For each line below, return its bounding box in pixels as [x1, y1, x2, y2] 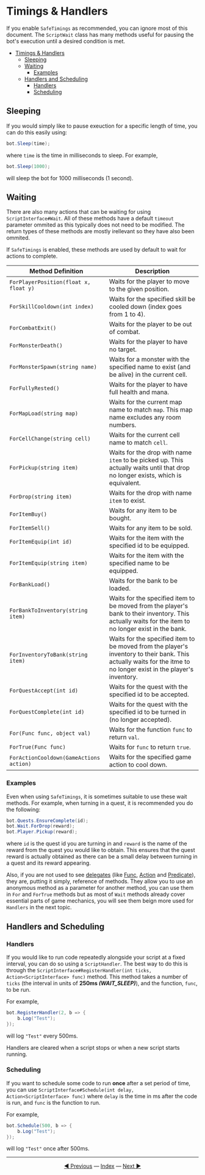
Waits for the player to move [109, 277, 190, 286]
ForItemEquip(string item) [9, 560, 88, 567]
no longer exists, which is [109, 471, 182, 480]
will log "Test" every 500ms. [6, 1032, 78, 1039]
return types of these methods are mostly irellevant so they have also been [6, 228, 195, 235]
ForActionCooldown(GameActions [9, 754, 101, 762]
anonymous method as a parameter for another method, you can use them [6, 884, 194, 892]
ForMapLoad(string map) [9, 410, 79, 417]
